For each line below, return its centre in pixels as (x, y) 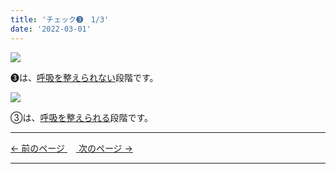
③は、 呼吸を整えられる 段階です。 (82, 117)
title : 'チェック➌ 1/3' (60, 19)
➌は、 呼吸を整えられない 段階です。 (84, 77)
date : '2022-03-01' (51, 29)
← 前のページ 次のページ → (71, 148)
